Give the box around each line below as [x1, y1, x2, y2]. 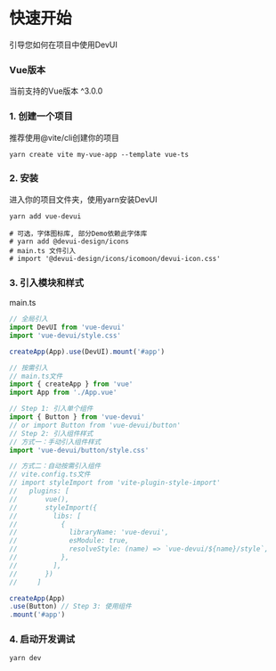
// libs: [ [9, 511, 82, 520]
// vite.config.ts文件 [9, 470, 91, 479]
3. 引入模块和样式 [9, 276, 85, 289]
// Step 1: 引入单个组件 [9, 405, 93, 413]
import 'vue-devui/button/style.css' [9, 446, 150, 454]
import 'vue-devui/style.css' [9, 331, 122, 340]
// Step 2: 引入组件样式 [9, 429, 93, 438]
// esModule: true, [9, 536, 129, 545]
